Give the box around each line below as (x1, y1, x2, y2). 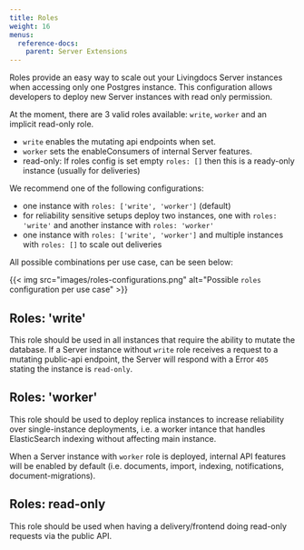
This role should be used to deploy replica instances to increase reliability (9, 414, 284, 425)
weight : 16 (9, 22, 51, 31)
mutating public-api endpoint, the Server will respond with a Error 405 (9, 354, 270, 365)
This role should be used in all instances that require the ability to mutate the (9, 334, 296, 345)
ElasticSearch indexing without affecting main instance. (9, 433, 217, 444)
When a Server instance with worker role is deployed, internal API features (9, 451, 286, 462)
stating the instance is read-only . (9, 363, 133, 374)
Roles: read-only (9, 496, 106, 512)
